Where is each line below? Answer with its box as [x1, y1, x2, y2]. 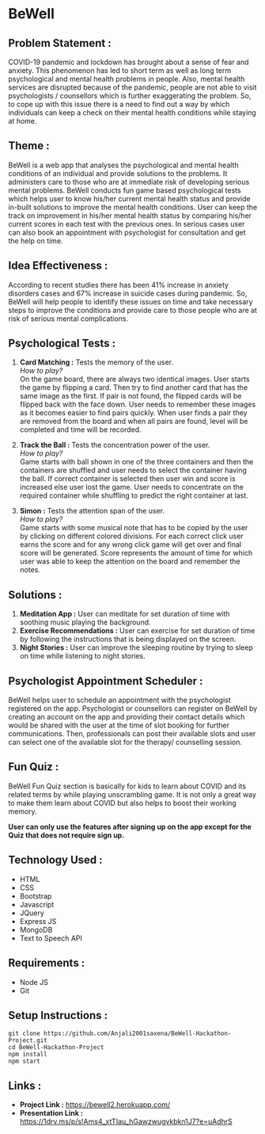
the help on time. [8, 235, 63, 246]
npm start [8, 1057, 41, 1066]
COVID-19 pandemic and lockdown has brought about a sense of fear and [8, 57, 249, 67]
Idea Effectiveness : [8, 259, 108, 273]
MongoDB [19, 925, 53, 934]
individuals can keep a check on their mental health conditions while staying [8, 108, 257, 117]
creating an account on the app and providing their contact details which [8, 712, 245, 722]
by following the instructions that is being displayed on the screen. [19, 635, 237, 644]
